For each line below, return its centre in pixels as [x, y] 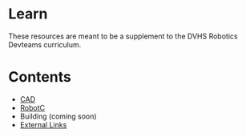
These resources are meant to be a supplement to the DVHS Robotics [123, 36]
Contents [40, 77]
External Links [43, 124]
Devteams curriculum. [45, 44]
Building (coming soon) [58, 116]
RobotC [32, 107]
